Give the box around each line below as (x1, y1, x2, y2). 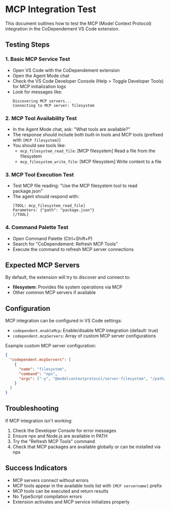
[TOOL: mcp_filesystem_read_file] (12, 203, 86, 208)
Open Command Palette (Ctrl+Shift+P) (12, 235, 93, 241)
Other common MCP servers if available (12, 289, 96, 296)
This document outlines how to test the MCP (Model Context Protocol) (5, 20, 152, 26)
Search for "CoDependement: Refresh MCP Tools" (12, 241, 118, 247)
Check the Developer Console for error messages (12, 427, 116, 433)
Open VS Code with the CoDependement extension (12, 67, 120, 73)
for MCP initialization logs (12, 83, 66, 89)
